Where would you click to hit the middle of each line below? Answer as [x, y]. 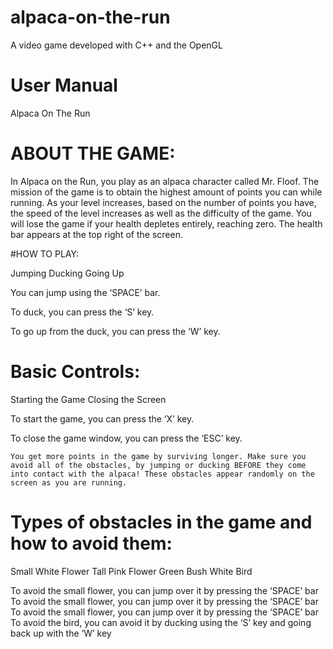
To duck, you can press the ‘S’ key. [82, 312]
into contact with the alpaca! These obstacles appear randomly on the [162, 474]
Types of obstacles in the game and [161, 522]
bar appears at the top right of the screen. [96, 234]
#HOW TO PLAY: [45, 253]
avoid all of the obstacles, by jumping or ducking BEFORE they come [158, 465]
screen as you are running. [69, 482]
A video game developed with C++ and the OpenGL [116, 45]
